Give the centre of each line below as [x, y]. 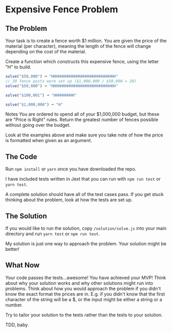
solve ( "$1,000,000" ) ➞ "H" [34, 104]
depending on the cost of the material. [46, 52]
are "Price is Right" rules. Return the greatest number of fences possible [82, 120]
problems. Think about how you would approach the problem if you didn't [83, 288]
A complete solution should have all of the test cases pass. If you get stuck [84, 194]
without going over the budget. [38, 125]
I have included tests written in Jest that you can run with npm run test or [83, 179]
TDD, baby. [17, 325]
